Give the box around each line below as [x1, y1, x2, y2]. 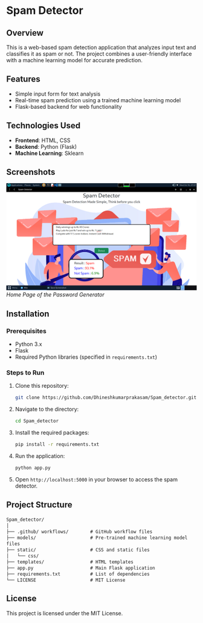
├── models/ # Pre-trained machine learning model [6, 535, 188, 541]
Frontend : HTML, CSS [14, 137, 71, 144]
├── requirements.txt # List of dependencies [6, 571, 150, 577]
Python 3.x [14, 341, 42, 348]
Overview [6, 28, 44, 38]
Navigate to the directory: [14, 406, 79, 413]
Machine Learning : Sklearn [14, 149, 84, 157]
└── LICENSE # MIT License [6, 577, 126, 583]
